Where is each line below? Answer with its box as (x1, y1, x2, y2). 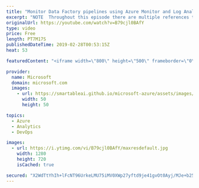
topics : (6, 112, 25, 119)
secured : (6, 173, 28, 179)
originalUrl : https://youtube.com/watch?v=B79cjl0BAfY (6, 20, 145, 26)
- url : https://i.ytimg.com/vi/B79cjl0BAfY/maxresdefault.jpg (11, 145, 168, 151)
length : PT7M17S (6, 36, 46, 42)
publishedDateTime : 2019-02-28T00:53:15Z (6, 42, 110, 48)
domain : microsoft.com (11, 79, 68, 86)
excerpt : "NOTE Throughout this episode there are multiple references (6, 14, 190, 20)
